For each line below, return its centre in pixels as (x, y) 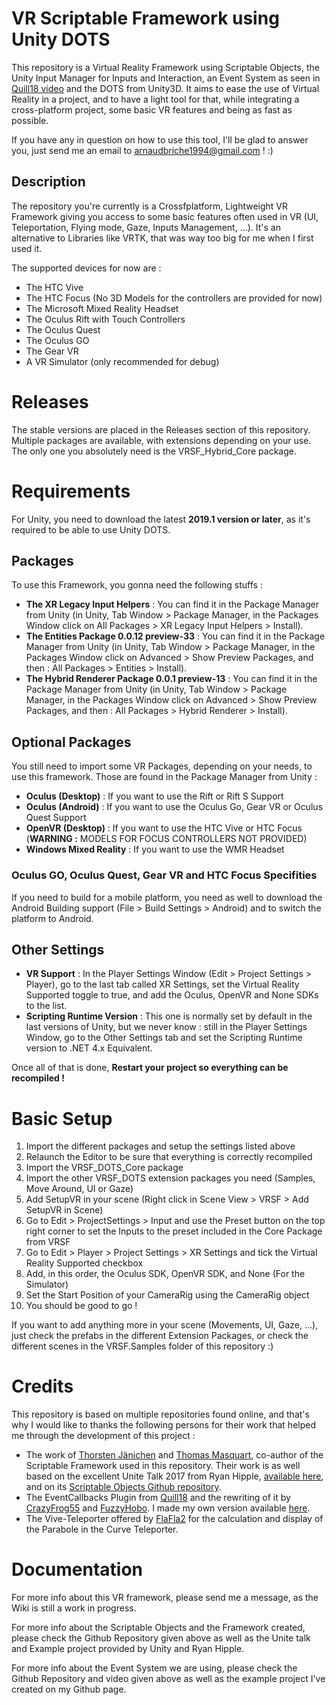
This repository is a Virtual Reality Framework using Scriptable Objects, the (165, 67)
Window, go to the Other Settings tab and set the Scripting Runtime (164, 1038)
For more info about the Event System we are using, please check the (154, 1668)
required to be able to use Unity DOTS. (91, 529)
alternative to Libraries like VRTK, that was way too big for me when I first (162, 238)
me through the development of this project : (103, 1436)
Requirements (71, 491)
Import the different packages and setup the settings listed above (160, 1146)
